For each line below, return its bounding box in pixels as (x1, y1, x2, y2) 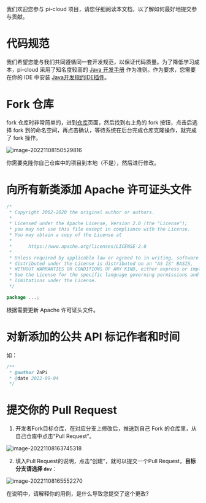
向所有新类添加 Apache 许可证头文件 (6, 183, 192, 197)
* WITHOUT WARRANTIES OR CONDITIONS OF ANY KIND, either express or (9, 266, 188, 272)
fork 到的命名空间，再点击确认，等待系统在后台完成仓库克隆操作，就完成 (13, 126, 197, 134)
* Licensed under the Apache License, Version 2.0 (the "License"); (9, 220, 188, 227)
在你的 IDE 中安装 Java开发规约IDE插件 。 (6, 73, 110, 81)
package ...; (6, 294, 40, 301)
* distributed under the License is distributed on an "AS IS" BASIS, (9, 260, 193, 267)
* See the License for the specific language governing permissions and (9, 272, 199, 278)
